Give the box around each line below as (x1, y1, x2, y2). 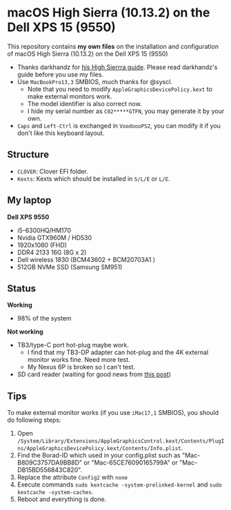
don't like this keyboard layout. (17, 129, 105, 137)
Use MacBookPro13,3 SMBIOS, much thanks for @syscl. (17, 77, 172, 85)
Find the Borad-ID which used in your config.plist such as (17, 451, 181, 460)
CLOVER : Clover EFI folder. (17, 167, 88, 175)
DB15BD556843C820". (17, 466, 83, 474)
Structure (7, 149, 50, 161)
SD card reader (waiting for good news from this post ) (17, 370, 171, 378)
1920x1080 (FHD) (17, 241, 68, 249)
